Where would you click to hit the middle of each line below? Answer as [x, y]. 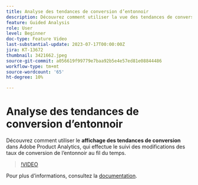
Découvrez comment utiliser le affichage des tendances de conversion [93, 141]
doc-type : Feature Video [37, 39]
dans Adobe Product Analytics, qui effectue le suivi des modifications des [96, 147]
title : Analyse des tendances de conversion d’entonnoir [77, 11]
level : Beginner [26, 34]
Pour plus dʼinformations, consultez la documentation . [72, 176]
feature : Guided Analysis [38, 22]
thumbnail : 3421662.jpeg [37, 55]
